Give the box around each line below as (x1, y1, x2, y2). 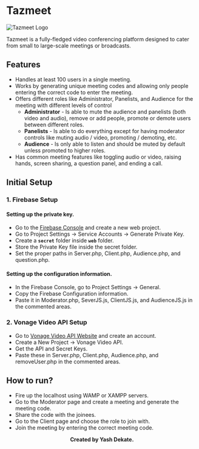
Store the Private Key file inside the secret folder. (15, 244, 138, 251)
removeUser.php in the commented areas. (15, 358, 121, 365)
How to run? (6, 375, 53, 386)
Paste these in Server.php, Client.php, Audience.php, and (15, 351, 159, 358)
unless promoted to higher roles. (24, 146, 106, 154)
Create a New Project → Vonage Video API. (15, 338, 123, 346)
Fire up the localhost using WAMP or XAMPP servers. (15, 391, 149, 399)
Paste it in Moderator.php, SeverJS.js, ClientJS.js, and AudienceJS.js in (15, 296, 193, 304)
